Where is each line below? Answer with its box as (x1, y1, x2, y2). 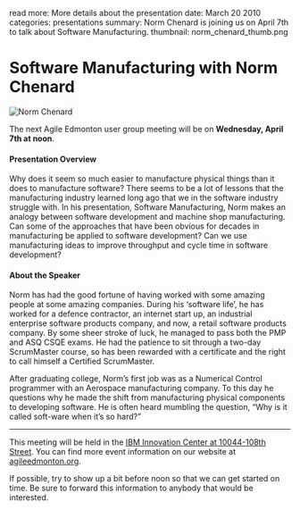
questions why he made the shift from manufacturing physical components (9, 392, 286, 403)
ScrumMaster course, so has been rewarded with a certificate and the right (9, 347, 286, 357)
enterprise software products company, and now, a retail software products (9, 318, 287, 329)
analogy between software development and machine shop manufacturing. (9, 212, 286, 222)
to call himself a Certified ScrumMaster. (9, 356, 155, 367)
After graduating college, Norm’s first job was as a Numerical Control (9, 373, 263, 384)
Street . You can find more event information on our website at (9, 447, 237, 457)
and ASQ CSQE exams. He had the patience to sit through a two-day (9, 337, 262, 347)
